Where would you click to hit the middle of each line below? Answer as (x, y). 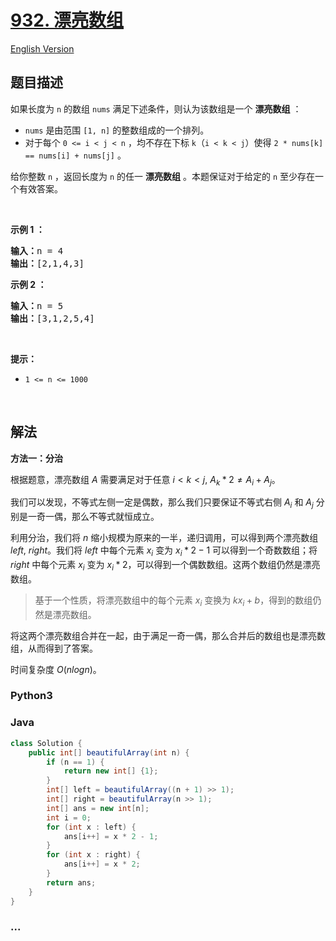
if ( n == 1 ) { (75, 762)
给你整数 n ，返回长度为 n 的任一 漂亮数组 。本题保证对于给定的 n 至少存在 (163, 176)
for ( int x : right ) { (93, 855)
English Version (42, 48)
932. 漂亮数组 (67, 20)
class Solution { (46, 743)
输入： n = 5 (37, 305)
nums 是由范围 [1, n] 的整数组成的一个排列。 (117, 130)
